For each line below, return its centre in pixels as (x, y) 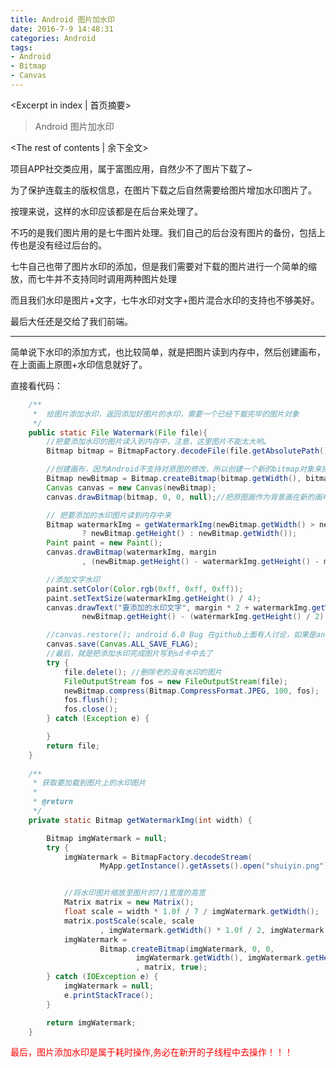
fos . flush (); (90, 700)
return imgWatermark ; (91, 1022)
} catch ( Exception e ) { (98, 719)
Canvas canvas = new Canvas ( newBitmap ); (131, 487)
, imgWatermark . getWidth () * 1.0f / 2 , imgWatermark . (214, 930)
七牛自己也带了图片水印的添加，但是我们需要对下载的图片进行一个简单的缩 (163, 266)
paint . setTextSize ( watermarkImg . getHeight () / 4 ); (154, 598)
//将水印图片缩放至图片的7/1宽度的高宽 (134, 893)
